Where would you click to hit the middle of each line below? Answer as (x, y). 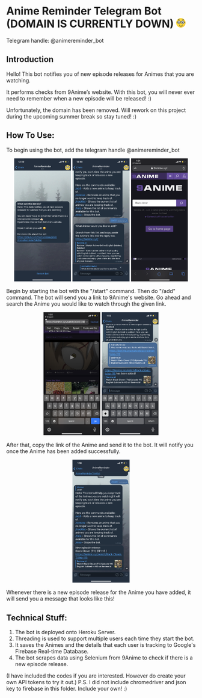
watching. (19, 80)
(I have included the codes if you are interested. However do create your (96, 676)
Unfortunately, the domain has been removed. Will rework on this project (96, 110)
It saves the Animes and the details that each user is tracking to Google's (105, 645)
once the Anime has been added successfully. (63, 451)
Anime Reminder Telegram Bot (84, 11)
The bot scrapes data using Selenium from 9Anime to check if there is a (104, 658)
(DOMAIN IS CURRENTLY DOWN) (90, 24)
